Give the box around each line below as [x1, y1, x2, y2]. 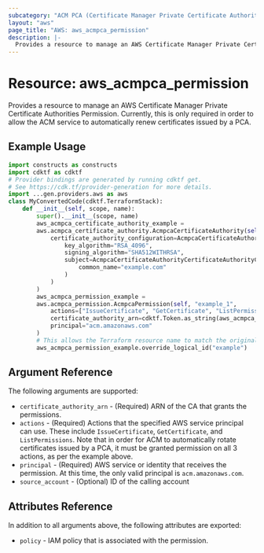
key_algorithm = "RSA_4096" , [64, 241, 153, 249]
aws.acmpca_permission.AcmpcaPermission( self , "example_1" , [36, 300, 237, 308]
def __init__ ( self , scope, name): [22, 205, 135, 213]
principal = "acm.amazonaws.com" [49, 322, 153, 330]
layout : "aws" [8, 19, 55, 27]
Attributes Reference [8, 500, 113, 513]
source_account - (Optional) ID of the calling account [19, 477, 190, 486]
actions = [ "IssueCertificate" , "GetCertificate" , [49, 308, 213, 315]
